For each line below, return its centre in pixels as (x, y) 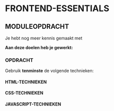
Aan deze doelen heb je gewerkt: (39, 47)
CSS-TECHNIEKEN (24, 93)
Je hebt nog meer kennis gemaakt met (44, 38)
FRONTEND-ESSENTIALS (57, 9)
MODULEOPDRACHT (37, 27)
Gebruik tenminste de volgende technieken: (49, 71)
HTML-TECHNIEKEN (26, 82)
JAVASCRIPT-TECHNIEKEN (33, 104)
